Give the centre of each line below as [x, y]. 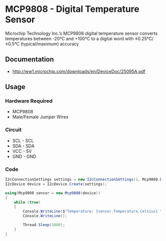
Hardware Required [29, 101]
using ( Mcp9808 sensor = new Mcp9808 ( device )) [53, 193]
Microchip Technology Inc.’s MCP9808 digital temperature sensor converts [82, 33]
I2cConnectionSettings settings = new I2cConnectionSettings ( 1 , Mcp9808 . [83, 180]
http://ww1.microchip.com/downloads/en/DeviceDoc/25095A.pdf [79, 71]
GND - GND [24, 156]
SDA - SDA [23, 146]
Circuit [14, 130]
